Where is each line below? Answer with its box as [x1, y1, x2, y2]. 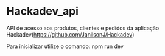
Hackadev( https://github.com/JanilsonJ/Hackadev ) [6, 30, 135, 38]
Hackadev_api [6, 4, 79, 18]
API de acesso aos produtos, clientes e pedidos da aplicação [6, 24, 160, 32]
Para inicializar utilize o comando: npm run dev [6, 43, 124, 50]
